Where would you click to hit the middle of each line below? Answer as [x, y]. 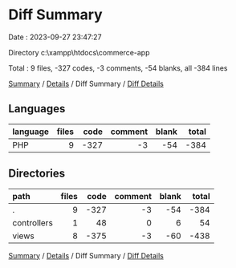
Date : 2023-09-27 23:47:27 [55, 37]
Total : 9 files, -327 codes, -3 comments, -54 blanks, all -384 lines [118, 68]
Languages [37, 109]
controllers [33, 222]
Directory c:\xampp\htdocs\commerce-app [79, 52]
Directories [37, 174]
